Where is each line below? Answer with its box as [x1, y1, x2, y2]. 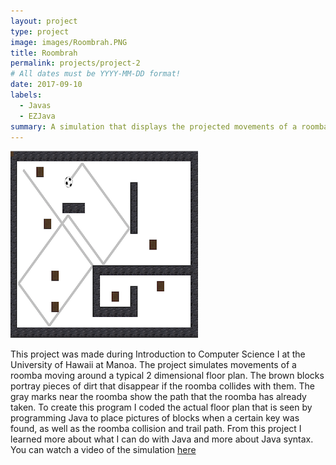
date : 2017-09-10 [10, 80, 83, 90]
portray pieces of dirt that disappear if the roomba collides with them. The [10, 380, 315, 392]
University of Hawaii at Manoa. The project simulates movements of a [10, 359, 297, 371]
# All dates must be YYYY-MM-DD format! [10, 69, 182, 79]
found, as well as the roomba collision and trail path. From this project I [10, 423, 302, 435]
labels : [10, 90, 43, 100]
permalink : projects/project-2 [10, 58, 141, 69]
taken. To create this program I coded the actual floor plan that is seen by [10, 401, 313, 414]
